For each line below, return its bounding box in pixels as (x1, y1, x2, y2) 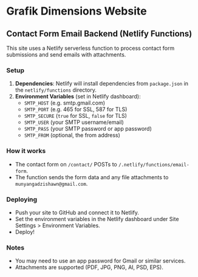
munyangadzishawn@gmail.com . (15, 180, 88, 187)
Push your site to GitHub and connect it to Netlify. (15, 208, 140, 216)
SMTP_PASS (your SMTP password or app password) (24, 125, 152, 132)
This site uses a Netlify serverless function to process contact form (6, 44, 175, 52)
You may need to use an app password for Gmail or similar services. (15, 257, 186, 265)
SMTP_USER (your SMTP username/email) (24, 118, 125, 126)
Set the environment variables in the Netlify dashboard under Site (15, 215, 179, 222)
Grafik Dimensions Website (6, 4, 147, 18)
